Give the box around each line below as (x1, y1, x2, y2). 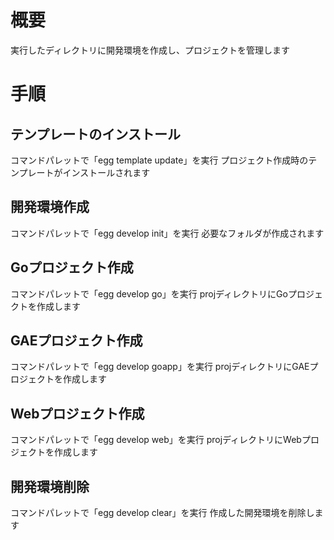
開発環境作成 (10, 199, 90, 216)
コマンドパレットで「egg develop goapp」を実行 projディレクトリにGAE (10, 361, 310, 373)
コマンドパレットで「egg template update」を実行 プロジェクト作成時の (10, 154, 309, 166)
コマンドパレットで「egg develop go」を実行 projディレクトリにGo (10, 287, 288, 300)
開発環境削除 (10, 478, 90, 495)
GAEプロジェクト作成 (10, 332, 143, 349)
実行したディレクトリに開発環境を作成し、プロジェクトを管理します (10, 44, 291, 56)
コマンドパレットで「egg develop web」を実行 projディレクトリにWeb (10, 434, 302, 446)
